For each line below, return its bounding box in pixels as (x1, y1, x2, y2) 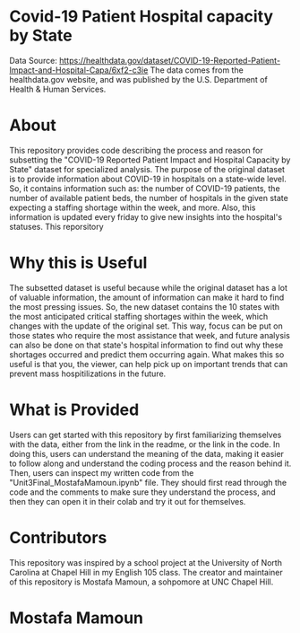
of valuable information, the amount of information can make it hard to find (9, 292, 285, 303)
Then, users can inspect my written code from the (9, 467, 194, 478)
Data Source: (9, 55, 58, 66)
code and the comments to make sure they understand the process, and (9, 487, 276, 497)
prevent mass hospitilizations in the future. (9, 368, 167, 379)
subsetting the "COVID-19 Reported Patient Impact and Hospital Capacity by (9, 154, 291, 165)
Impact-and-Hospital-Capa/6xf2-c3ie (9, 65, 149, 75)
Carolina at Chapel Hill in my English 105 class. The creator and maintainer (9, 567, 284, 577)
